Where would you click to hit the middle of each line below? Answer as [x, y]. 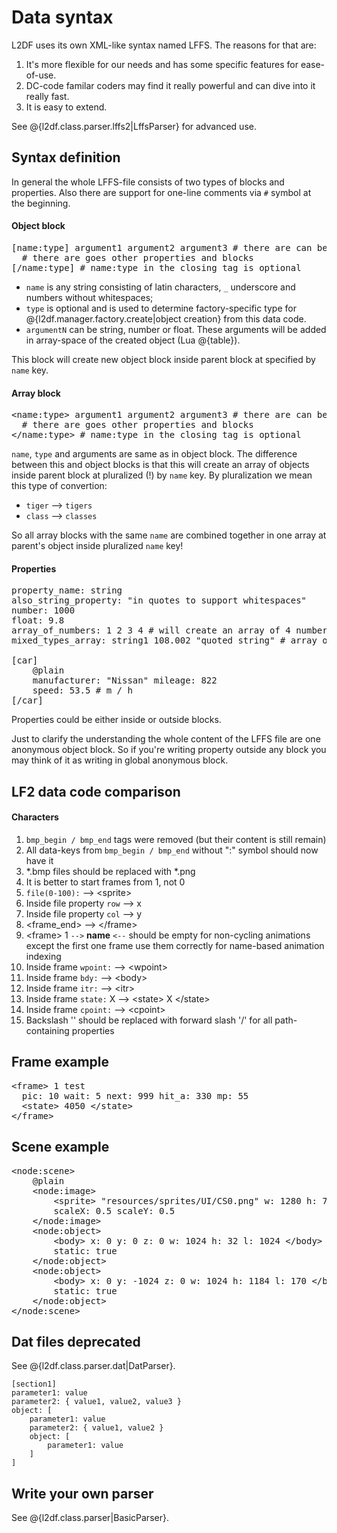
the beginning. [41, 203]
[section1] [34, 1384]
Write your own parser [82, 1493]
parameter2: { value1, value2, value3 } [97, 1402]
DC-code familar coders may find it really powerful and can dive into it [170, 85]
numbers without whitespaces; [89, 297]
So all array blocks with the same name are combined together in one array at [169, 535]
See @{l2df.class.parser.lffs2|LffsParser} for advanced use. [134, 126]
